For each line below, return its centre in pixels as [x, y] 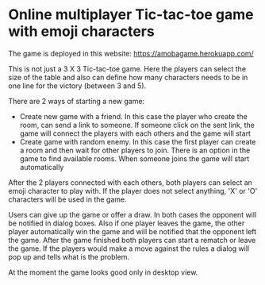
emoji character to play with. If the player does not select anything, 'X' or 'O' [133, 191]
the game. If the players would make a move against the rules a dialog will [129, 248]
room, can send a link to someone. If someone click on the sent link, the [137, 125]
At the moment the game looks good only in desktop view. [103, 272]
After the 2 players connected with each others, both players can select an [130, 182]
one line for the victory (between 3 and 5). [77, 86]
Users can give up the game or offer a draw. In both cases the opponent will [132, 214]
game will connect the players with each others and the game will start [135, 133]
